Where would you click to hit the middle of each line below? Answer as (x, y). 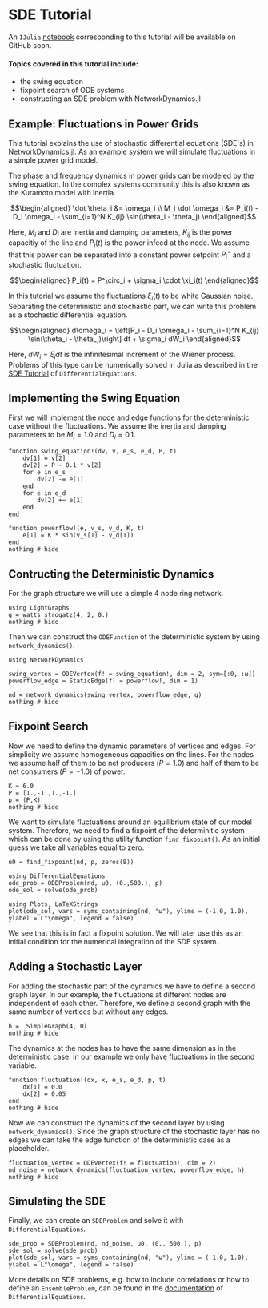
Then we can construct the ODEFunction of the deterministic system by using (134, 637)
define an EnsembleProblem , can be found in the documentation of (116, 1288)
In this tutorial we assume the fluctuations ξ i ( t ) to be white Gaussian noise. (131, 296)
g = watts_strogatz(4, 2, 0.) (59, 615)
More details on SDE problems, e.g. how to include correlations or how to (129, 1280)
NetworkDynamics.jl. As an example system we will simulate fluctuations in (132, 151)
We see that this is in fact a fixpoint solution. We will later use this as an (126, 933)
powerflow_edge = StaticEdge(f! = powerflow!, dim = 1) (103, 681)
